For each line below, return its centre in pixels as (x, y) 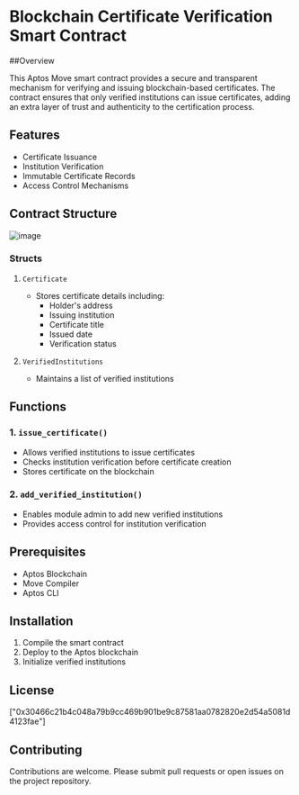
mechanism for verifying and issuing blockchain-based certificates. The (142, 87)
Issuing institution (82, 315)
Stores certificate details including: (100, 295)
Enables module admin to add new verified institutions (123, 514)
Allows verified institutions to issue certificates (109, 452)
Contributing (46, 750)
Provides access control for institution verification (114, 523)
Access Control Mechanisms (75, 185)
